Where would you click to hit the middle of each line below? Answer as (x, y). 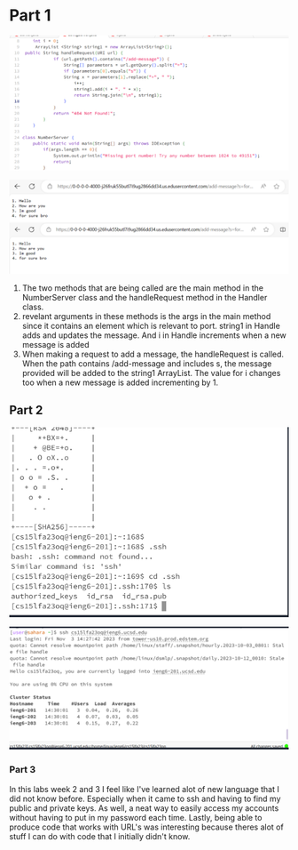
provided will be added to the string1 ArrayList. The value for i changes (151, 373)
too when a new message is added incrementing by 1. (120, 382)
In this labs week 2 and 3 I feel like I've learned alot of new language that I (144, 789)
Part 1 (30, 16)
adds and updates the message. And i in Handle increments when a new (154, 335)
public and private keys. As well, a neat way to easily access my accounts (144, 808)
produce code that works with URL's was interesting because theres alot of (146, 827)
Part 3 (23, 770)
